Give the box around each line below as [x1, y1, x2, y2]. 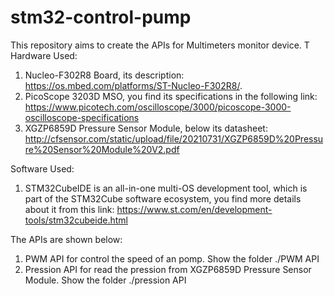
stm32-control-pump [10, 6, 192, 29]
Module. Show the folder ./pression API [24, 274, 187, 286]
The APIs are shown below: [10, 233, 123, 245]
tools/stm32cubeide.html [24, 214, 128, 226]
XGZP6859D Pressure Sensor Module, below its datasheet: [24, 122, 268, 134]
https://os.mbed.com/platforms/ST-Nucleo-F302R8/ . [24, 79, 243, 91]
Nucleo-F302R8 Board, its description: [24, 69, 185, 81]
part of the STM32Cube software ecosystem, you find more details [24, 192, 302, 205]
